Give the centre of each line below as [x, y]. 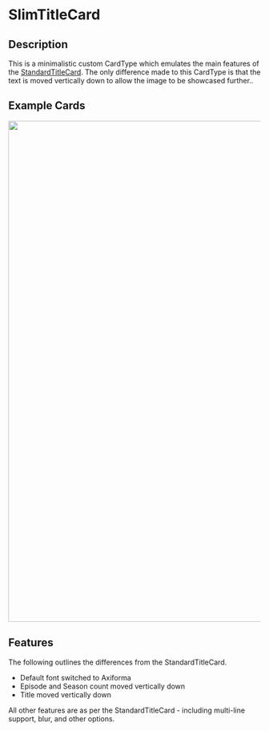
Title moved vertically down [66, 694]
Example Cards [47, 106]
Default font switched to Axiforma [76, 677]
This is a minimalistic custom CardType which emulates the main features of [134, 63]
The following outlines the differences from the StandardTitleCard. [118, 662]
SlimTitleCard [54, 15]
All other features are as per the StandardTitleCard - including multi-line [127, 710]
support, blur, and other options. [62, 718]
